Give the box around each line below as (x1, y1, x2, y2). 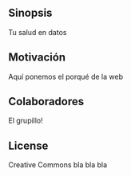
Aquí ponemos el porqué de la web (8, 72, 124, 81)
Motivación (8, 51, 66, 65)
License (8, 139, 49, 152)
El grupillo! (8, 115, 44, 126)
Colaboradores (8, 95, 85, 108)
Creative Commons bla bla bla (8, 160, 108, 170)
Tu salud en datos (8, 27, 67, 37)
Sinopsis (8, 6, 53, 20)
